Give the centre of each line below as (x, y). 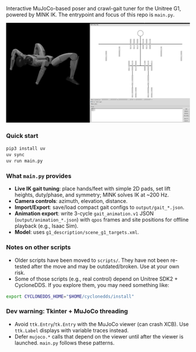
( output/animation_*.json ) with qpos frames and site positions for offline (101, 220)
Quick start (22, 136)
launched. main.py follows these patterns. (64, 343)
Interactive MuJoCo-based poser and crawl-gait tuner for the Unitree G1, (94, 8)
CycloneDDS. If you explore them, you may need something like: (92, 285)
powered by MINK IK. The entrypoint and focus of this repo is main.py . (90, 15)
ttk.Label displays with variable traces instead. (71, 330)
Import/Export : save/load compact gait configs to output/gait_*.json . (99, 208)
